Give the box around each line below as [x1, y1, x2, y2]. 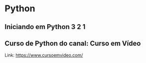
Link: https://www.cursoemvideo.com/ [4, 52, 83, 58]
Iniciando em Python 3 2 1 [4, 23, 85, 31]
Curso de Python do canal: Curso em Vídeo [4, 39, 141, 47]
